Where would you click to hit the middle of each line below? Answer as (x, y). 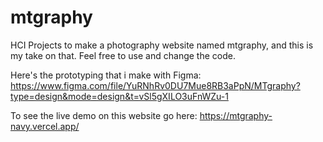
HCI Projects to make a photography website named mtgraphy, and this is (162, 45)
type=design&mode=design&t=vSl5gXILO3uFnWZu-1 (119, 96)
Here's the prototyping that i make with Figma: (106, 75)
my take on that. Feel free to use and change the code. (123, 55)
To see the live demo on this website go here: (104, 115)
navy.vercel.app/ (45, 126)
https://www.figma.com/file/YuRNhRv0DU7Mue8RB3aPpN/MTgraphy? (155, 85)
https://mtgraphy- (236, 115)
